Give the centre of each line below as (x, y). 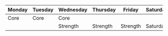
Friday (131, 10)
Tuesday (43, 10)
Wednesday (73, 10)
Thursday (104, 10)
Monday (18, 10)
